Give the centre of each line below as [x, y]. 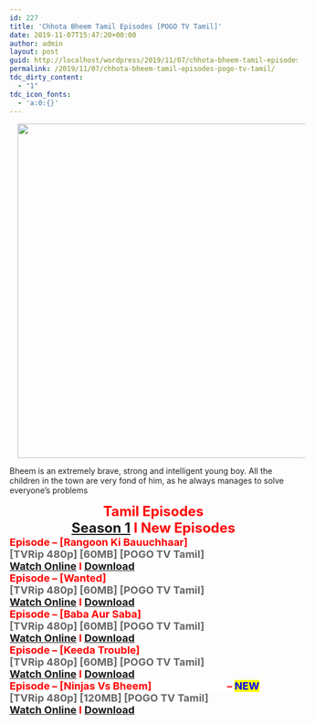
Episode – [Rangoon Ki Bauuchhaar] [99, 542]
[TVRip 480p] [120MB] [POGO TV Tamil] [109, 698]
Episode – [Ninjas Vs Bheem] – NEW [135, 686]
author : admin [37, 43]
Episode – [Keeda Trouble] [75, 651]
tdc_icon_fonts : [40, 94]
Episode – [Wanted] [58, 578]
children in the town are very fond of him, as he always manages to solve [147, 481]
